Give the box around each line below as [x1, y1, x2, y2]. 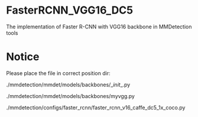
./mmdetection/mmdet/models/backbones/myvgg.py [6, 92, 135, 99]
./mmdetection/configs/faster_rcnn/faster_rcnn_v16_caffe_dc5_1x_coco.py [6, 104, 186, 111]
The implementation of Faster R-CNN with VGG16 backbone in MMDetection [6, 23, 192, 30]
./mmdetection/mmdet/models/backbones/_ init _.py [6, 81, 131, 88]
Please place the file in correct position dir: [6, 69, 111, 77]
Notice [6, 50, 40, 64]
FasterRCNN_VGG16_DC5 [6, 4, 134, 17]
